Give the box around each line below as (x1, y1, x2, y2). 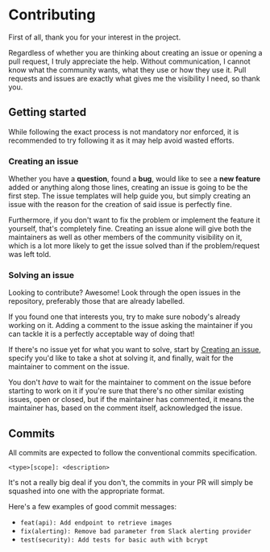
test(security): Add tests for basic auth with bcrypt (19, 536, 209, 545)
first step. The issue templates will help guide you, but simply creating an (8, 191, 251, 201)
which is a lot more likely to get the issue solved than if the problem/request (8, 241, 260, 251)
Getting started (8, 106, 87, 119)
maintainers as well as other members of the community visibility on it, (8, 232, 243, 243)
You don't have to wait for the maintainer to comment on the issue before (8, 377, 251, 388)
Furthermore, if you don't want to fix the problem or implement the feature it (8, 215, 260, 225)
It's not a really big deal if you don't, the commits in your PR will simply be (8, 478, 254, 488)
